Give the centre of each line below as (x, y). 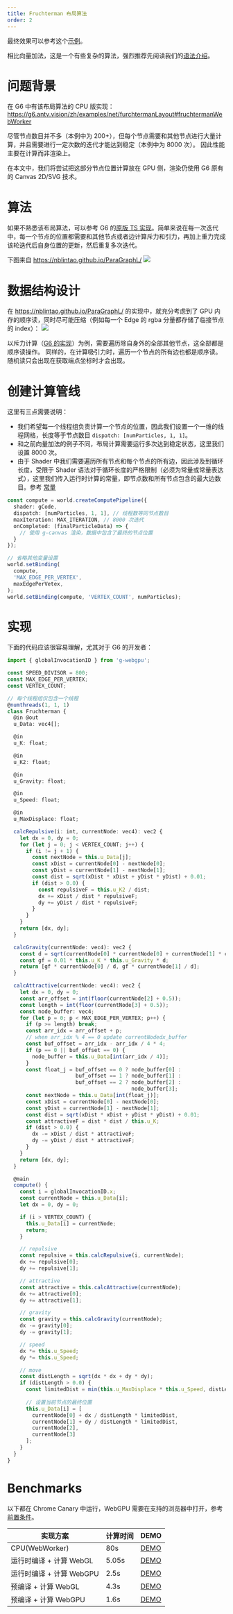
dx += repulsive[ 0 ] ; (49, 1262)
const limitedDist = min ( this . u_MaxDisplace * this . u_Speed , (116, 1390)
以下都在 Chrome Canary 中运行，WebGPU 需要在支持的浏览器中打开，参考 (115, 1508)
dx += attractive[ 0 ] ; (51, 1294)
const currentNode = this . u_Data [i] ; (74, 1198)
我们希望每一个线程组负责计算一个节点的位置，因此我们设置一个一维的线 (120, 427)
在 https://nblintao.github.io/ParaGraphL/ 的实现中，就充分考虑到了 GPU (110, 311)
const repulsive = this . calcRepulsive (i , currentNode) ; (102, 1256)
